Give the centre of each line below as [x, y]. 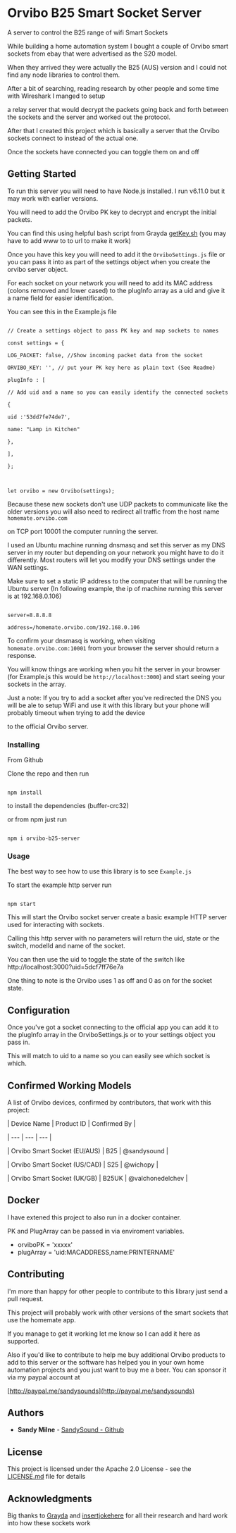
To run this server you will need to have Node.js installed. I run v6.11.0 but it [116, 191]
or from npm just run [37, 819]
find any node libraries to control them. [64, 75]
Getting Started [42, 174]
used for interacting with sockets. [56, 925]
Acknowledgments [50, 1498]
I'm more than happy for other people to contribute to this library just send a [118, 1291]
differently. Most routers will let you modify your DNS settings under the [112, 560]
